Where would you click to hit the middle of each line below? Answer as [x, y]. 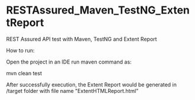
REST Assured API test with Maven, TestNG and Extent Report [82, 39]
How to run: [20, 50]
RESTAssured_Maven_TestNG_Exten [98, 10]
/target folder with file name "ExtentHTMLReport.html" [72, 91]
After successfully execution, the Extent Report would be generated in [92, 84]
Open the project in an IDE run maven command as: [69, 62]
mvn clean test [24, 73]
